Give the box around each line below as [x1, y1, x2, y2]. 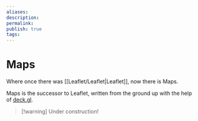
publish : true [6, 26, 43, 32]
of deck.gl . [6, 96, 33, 103]
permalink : [6, 20, 34, 26]
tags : [6, 32, 20, 38]
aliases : [6, 9, 29, 15]
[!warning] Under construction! [21, 108, 99, 116]
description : [6, 15, 39, 21]
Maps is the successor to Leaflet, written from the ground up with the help [6, 89, 193, 97]
